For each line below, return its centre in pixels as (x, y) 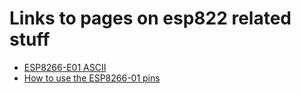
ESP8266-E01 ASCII (65, 67)
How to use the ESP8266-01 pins (92, 78)
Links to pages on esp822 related (150, 18)
